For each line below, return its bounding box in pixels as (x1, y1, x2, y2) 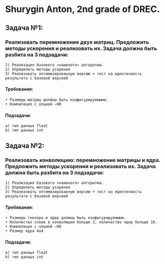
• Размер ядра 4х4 (5, 228, 43, 234)
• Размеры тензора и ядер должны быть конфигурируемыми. (5, 215, 126, 220)
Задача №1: (5, 24, 43, 32)
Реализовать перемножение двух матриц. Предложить (5, 39, 149, 46)
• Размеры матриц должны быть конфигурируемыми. (5, 97, 108, 102)
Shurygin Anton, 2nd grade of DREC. (5, 4, 160, 15)
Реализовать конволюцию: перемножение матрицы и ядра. (5, 157, 161, 164)
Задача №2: (5, 142, 44, 150)
